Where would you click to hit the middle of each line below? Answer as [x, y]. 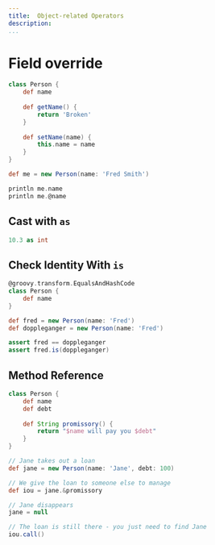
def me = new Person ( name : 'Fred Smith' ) [79, 174]
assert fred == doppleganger [57, 343]
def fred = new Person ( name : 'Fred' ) [72, 320]
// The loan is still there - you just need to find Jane [107, 527]
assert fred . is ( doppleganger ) [59, 350]
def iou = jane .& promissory [56, 490]
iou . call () [27, 535]
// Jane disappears [41, 505]
